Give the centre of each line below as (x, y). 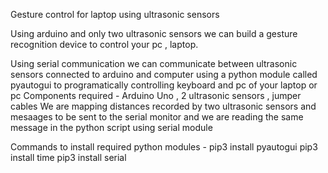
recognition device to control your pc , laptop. (104, 44)
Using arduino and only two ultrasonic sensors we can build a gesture (154, 33)
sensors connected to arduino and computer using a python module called (164, 74)
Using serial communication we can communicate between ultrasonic (154, 63)
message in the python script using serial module (111, 127)
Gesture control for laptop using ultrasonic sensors (115, 14)
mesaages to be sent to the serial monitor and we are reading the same (157, 117)
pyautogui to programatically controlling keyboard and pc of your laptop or (164, 85)
